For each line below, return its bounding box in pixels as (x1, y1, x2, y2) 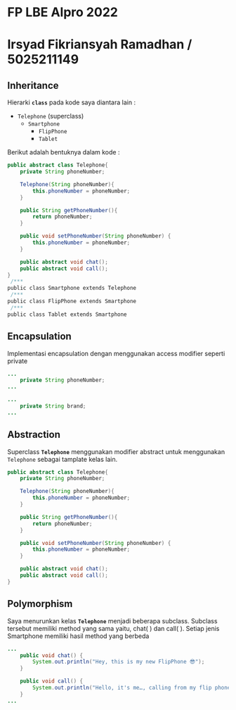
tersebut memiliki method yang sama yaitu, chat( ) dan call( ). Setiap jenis (7, 624, 220, 632)
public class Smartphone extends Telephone (7, 285, 137, 292)
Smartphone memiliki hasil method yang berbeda (7, 632, 150, 640)
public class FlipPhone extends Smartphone (7, 298, 137, 305)
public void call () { (20, 678, 83, 685)
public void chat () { (20, 651, 83, 659)
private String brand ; (20, 403, 86, 410)
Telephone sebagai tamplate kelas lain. (7, 455, 118, 463)
